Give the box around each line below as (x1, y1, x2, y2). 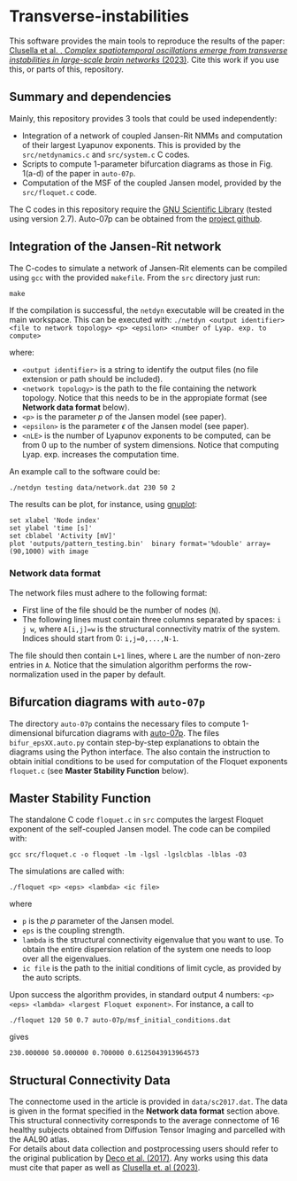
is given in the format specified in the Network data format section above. (9, 1106, 280, 1116)
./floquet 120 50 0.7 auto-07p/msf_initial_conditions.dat (9, 1016, 232, 1025)
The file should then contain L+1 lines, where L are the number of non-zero (9, 650, 281, 661)
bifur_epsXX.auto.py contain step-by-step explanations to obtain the (9, 737, 260, 747)
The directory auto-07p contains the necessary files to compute (9, 718, 240, 729)
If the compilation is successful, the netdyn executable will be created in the (9, 304, 285, 316)
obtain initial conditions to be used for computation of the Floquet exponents (9, 755, 288, 766)
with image (48, 547, 89, 556)
